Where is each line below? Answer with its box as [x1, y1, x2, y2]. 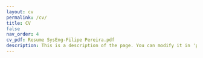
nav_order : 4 [6, 31, 39, 37]
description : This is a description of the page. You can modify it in [6, 43, 190, 49]
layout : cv [6, 8, 34, 15]
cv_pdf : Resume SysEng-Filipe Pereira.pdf [6, 37, 115, 43]
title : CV [6, 20, 31, 26]
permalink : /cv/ [6, 14, 47, 21]
